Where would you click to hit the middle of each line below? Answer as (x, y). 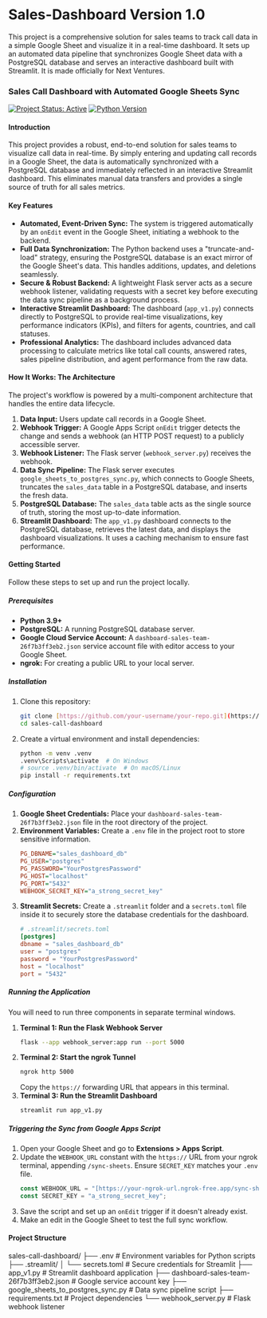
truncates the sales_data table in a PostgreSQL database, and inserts (133, 487)
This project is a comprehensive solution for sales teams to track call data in (133, 37)
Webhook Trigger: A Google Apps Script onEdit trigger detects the (130, 427)
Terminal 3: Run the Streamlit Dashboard (88, 1096)
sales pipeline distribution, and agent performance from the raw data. (134, 359)
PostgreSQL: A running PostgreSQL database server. (107, 629)
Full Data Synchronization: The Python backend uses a (111, 248)
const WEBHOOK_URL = (54, 1189)
